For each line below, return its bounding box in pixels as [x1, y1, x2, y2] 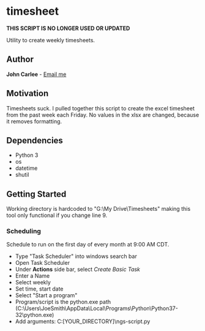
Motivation [6, 88, 49, 99]
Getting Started [6, 189, 67, 199]
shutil [15, 171, 29, 178]
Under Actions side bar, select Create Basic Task [15, 265, 141, 273]
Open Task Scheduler [15, 259, 70, 267]
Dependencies [6, 135, 63, 145]
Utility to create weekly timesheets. [6, 36, 95, 44]
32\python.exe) [15, 311, 54, 319]
